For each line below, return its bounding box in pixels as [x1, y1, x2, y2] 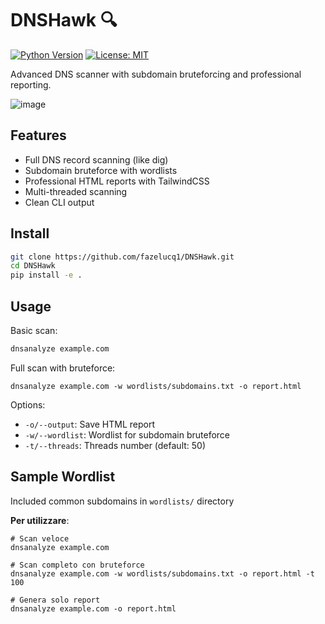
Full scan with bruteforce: [10, 362, 116, 374]
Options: [10, 398, 46, 411]
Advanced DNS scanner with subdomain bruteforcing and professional [10, 68, 302, 80]
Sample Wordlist [10, 468, 116, 486]
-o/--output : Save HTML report [24, 418, 156, 430]
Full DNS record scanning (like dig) [24, 153, 169, 166]
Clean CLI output [24, 196, 95, 208]
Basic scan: [10, 325, 58, 336]
